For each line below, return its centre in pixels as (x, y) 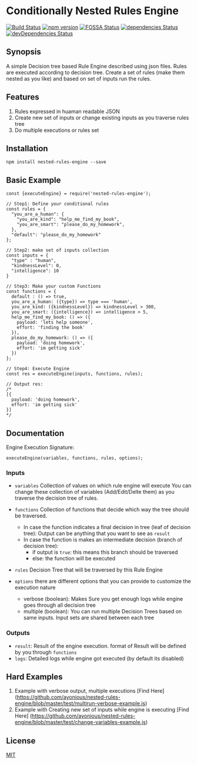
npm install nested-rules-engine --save (56, 162)
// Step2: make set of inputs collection (58, 250)
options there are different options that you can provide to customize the (103, 582)
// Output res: (25, 384)
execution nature (35, 587)
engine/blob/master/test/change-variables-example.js (80, 722)
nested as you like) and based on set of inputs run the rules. (79, 78)
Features (23, 97)
